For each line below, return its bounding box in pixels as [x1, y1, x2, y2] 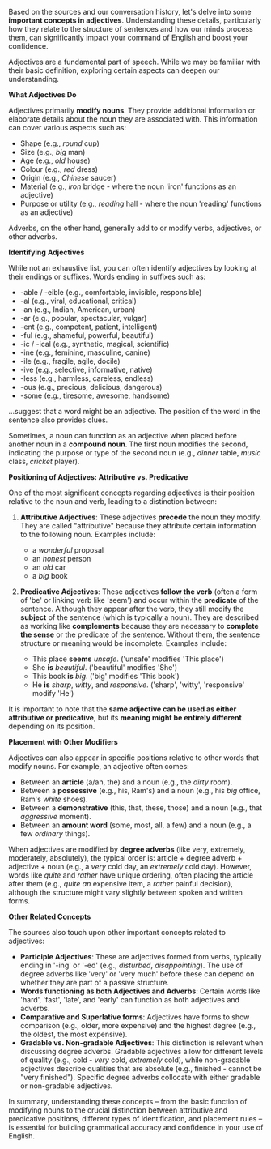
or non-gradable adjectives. [19, 1081, 113, 1091]
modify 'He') [32, 689, 74, 698]
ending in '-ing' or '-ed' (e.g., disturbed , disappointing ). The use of [19, 960, 243, 970]
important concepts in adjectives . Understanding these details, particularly [8, 15, 261, 25]
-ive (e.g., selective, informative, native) [19, 365, 153, 374]
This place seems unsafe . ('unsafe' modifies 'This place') [32, 654, 224, 664]
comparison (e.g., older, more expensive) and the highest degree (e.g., [19, 1021, 256, 1030]
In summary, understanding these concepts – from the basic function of [8, 1097, 248, 1106]
